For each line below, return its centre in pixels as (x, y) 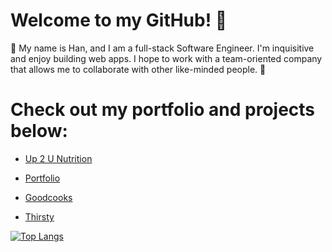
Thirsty (39, 216)
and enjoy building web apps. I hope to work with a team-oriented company (166, 58)
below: (39, 131)
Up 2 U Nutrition (58, 158)
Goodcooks (48, 197)
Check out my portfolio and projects (163, 110)
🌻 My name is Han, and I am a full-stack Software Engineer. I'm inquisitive (162, 48)
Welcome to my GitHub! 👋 (119, 20)
